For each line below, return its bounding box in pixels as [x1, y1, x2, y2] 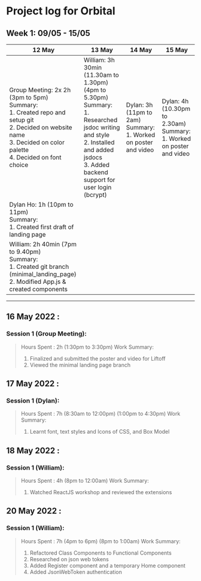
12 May [32, 46, 55, 54]
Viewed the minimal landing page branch [29, 361, 130, 368]
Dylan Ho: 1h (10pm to [9, 201, 74, 208]
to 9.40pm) [9, 247, 41, 256]
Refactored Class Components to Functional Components [29, 549, 172, 556]
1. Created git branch [9, 262, 69, 271]
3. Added [83, 161, 109, 169]
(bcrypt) [83, 190, 107, 199]
